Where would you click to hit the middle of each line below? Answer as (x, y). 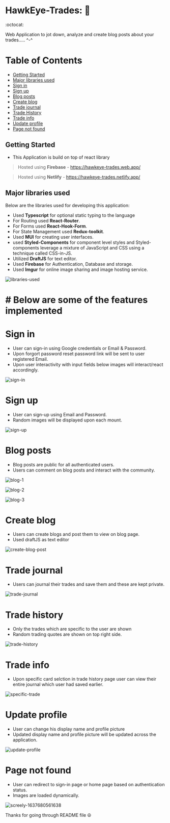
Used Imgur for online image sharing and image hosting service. (80, 269)
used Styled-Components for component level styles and (74, 242)
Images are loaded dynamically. (46, 795)
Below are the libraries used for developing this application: (67, 205)
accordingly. (26, 370)
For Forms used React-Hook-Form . (50, 226)
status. (20, 790)
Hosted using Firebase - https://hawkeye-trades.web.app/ (79, 167)
